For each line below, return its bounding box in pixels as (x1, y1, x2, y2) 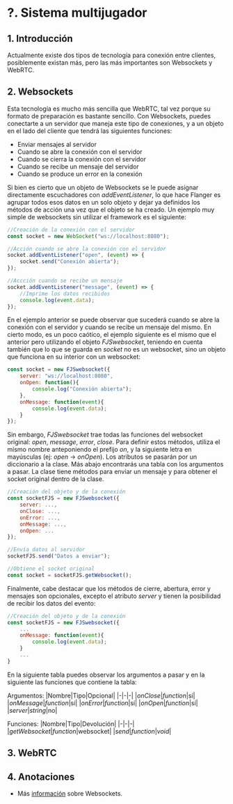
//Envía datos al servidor (7, 546, 86, 553)
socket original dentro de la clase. (7, 475, 104, 483)
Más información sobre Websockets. (17, 789, 123, 798)
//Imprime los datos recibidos (19, 290, 111, 297)
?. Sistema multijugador (7, 5, 147, 21)
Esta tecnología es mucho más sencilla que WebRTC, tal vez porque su (7, 104, 211, 113)
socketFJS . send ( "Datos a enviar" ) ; (7, 553, 111, 560)
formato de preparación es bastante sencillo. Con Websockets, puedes (7, 111, 211, 120)
